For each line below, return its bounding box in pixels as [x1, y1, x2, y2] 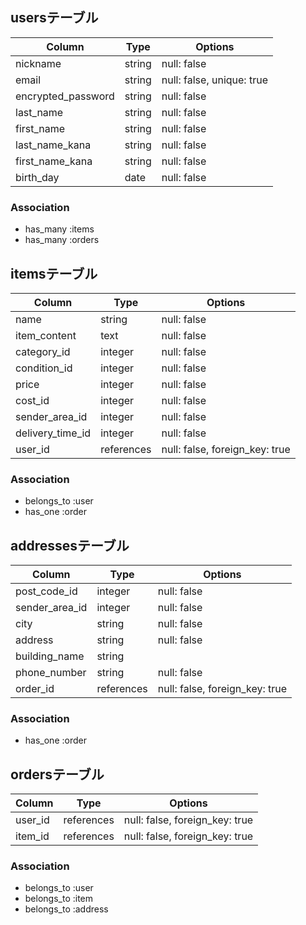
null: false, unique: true [161, 73, 268, 87]
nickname [15, 56, 62, 70]
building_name [15, 649, 85, 663]
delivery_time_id [15, 426, 92, 440]
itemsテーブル [10, 265, 98, 282]
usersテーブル [10, 9, 99, 27]
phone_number [15, 666, 87, 680]
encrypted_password [15, 89, 115, 103]
